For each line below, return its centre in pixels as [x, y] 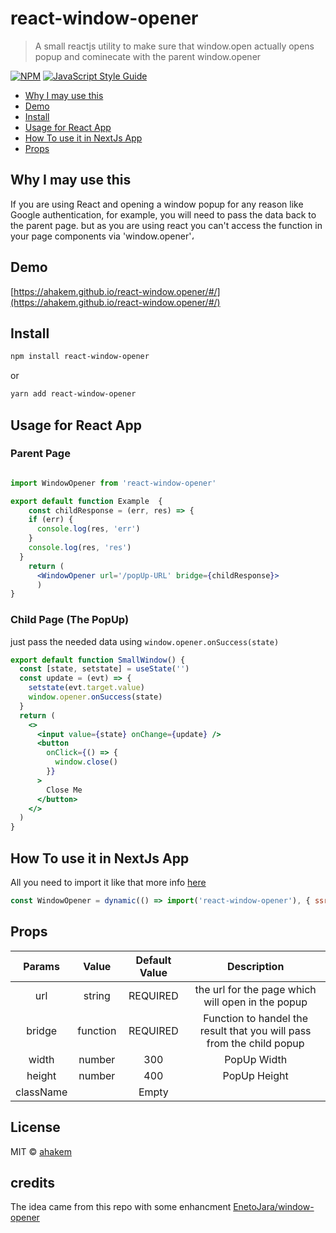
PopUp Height [255, 1075]
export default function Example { [86, 501]
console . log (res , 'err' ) [88, 529]
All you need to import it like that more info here [108, 883]
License [35, 1127]
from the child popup [255, 1043]
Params [41, 966]
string [97, 995]
